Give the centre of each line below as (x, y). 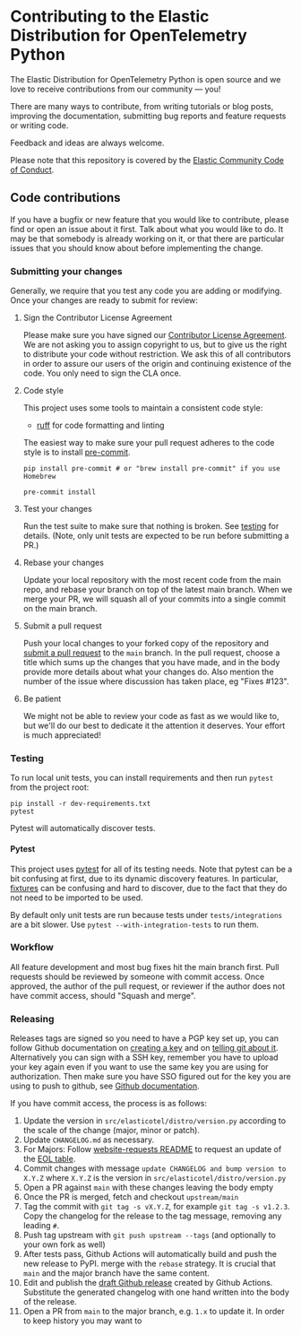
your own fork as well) (64, 1244)
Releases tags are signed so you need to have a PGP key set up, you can (145, 1038)
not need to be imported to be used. (77, 897)
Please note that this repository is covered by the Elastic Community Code (147, 160)
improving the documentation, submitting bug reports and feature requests (148, 116)
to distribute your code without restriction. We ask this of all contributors (157, 354)
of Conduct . (32, 169)
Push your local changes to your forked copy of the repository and (146, 644)
